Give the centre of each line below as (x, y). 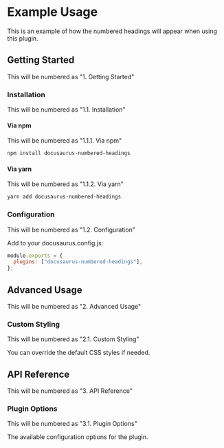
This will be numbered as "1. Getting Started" (71, 77)
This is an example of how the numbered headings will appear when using (112, 31)
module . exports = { (35, 256)
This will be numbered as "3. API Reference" (70, 391)
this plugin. (23, 38)
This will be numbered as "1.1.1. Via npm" (65, 141)
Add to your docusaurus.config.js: (55, 243)
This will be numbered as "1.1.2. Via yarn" (65, 184)
